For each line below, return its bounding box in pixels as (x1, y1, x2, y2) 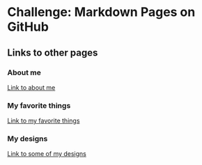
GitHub (7, 19, 49, 35)
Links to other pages (7, 47, 98, 58)
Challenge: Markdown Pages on (7, 4, 196, 20)
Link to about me (7, 83, 56, 91)
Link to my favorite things (7, 116, 80, 125)
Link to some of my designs (7, 150, 87, 158)
